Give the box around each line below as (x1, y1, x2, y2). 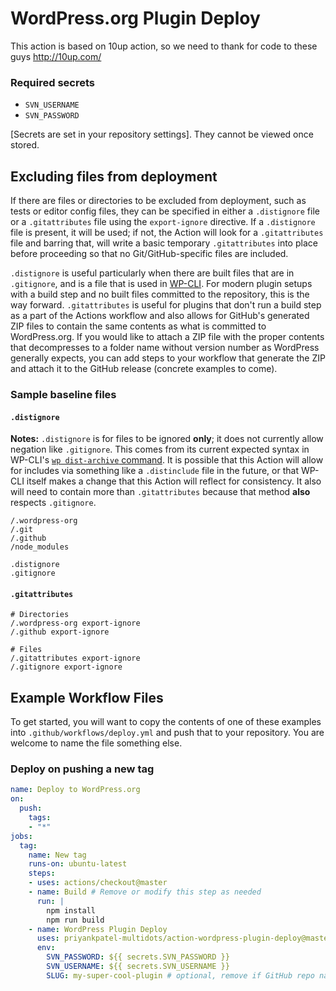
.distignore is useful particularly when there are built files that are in (10, 267, 295, 279)
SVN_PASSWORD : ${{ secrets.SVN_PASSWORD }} (46, 952, 230, 962)
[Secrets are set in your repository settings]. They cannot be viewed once (10, 128, 314, 141)
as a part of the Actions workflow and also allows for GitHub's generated (10, 310, 310, 322)
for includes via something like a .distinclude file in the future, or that (10, 465, 299, 477)
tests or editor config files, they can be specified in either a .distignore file (10, 205, 320, 217)
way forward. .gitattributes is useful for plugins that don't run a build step (10, 299, 322, 311)
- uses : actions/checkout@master (28, 878, 168, 888)
